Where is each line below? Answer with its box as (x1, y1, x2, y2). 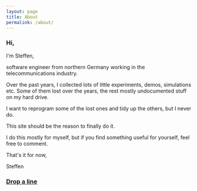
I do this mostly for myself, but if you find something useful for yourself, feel (6, 134, 190, 141)
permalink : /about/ (6, 19, 54, 25)
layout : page (6, 8, 38, 15)
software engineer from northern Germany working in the (6, 63, 145, 70)
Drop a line (6, 177, 38, 185)
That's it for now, (6, 151, 47, 158)
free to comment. (6, 140, 48, 147)
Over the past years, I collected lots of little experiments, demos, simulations (6, 81, 192, 88)
